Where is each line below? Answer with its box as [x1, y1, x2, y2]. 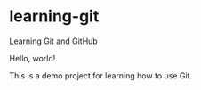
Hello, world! [9, 53, 56, 63]
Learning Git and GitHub [9, 36, 98, 46]
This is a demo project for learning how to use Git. [9, 70, 193, 81]
